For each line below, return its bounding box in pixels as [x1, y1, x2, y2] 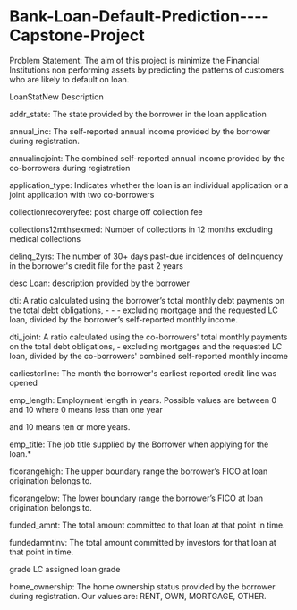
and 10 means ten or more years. [9, 421, 131, 432]
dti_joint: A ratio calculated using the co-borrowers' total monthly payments [9, 331, 288, 342]
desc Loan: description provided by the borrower [9, 278, 191, 288]
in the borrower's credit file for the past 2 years [9, 260, 183, 271]
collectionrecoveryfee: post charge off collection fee [9, 206, 203, 217]
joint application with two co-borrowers [9, 189, 155, 200]
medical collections [9, 233, 81, 244]
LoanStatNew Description [9, 91, 105, 102]
